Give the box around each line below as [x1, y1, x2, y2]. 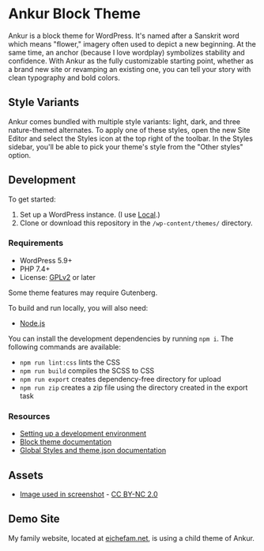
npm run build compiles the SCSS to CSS [19, 365, 155, 376]
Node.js [19, 318, 46, 328]
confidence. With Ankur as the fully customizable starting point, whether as [8, 56, 255, 66]
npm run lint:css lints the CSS [19, 357, 121, 367]
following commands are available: [8, 342, 121, 352]
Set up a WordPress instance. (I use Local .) [19, 209, 160, 219]
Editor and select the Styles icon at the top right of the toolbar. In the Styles [8, 134, 253, 143]
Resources [8, 410, 51, 421]
